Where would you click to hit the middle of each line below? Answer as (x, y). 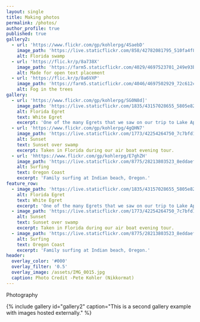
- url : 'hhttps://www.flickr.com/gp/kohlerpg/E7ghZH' (79, 156)
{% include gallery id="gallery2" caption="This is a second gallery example (99, 306)
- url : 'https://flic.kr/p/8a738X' (56, 61)
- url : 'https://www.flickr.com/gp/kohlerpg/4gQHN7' (78, 128)
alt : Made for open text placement (61, 73)
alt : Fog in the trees (45, 89)
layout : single (25, 12)
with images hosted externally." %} (49, 312)
